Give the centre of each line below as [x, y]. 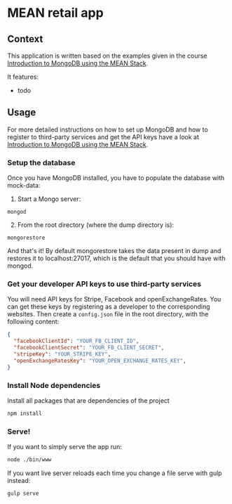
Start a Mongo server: [49, 199]
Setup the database [41, 162]
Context [25, 39]
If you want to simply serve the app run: [65, 447]
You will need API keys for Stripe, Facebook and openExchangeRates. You [114, 299]
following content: [33, 322]
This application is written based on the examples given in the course [108, 56]
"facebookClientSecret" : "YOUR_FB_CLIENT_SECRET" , [89, 348]
